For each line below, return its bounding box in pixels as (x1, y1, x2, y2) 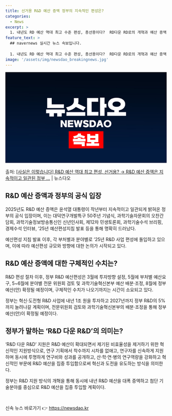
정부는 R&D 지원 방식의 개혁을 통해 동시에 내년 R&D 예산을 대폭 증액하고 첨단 (5, 378, 159, 384)
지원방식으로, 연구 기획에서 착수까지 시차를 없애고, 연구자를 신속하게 (18, 348, 155, 354)
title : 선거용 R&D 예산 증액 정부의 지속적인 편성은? (5, 8, 104, 13)
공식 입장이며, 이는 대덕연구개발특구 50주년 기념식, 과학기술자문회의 (14, 212, 150, 219)
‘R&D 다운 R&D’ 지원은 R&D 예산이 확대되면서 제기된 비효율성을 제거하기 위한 (5, 341, 159, 347)
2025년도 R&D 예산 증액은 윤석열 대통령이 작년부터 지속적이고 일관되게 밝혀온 (5, 206, 161, 212)
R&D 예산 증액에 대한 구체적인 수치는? (5, 259, 118, 268)
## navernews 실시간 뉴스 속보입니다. (10, 41, 82, 46)
